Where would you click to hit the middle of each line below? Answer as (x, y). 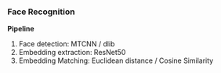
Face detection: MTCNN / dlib (67, 44)
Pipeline (21, 29)
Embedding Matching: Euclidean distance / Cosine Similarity (116, 60)
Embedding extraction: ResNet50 (72, 53)
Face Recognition (41, 12)
